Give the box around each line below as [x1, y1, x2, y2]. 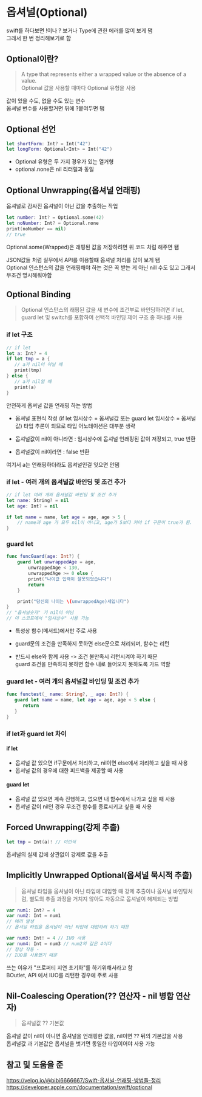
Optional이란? [6, 54, 59, 64]
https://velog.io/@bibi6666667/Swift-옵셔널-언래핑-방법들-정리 [6, 1077, 161, 1084]
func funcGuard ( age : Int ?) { [6, 554, 80, 560]
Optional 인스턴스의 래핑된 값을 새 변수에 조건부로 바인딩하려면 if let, [21, 306, 184, 314]
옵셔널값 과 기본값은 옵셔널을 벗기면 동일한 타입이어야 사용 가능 [6, 1040, 156, 1047]
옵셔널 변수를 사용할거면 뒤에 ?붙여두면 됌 [6, 105, 105, 112]
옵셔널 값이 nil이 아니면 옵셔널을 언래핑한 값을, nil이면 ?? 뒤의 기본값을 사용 [6, 1033, 183, 1040]
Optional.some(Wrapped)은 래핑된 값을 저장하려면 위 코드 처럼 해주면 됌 [6, 243, 180, 250]
